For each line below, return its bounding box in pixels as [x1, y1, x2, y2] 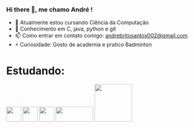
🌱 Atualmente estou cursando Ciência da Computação [14, 19, 149, 26]
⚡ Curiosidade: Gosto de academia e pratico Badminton [14, 41, 152, 48]
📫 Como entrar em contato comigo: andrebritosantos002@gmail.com [14, 32, 188, 39]
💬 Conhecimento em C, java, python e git [14, 25, 116, 32]
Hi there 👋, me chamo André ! [6, 5, 93, 14]
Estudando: [6, 64, 65, 78]
